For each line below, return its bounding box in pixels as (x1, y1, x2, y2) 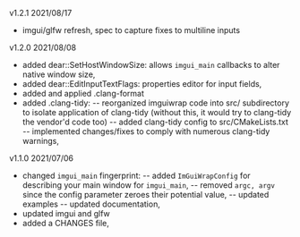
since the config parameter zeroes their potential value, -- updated (21, 190, 270, 199)
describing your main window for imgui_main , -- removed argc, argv (21, 180, 276, 190)
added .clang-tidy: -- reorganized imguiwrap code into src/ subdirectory (21, 97, 289, 108)
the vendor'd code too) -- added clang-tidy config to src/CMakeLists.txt (21, 116, 289, 127)
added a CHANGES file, (21, 218, 110, 228)
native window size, (21, 69, 96, 80)
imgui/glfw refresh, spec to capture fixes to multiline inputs (21, 25, 240, 35)
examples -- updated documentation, (21, 199, 161, 209)
